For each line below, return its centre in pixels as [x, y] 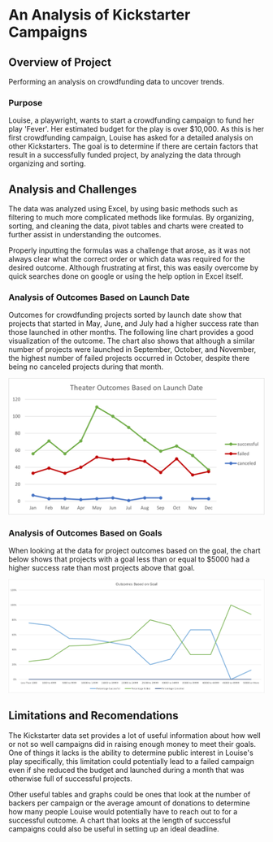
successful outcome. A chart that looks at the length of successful [119, 820]
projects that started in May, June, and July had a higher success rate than [134, 323]
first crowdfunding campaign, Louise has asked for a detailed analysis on [131, 138]
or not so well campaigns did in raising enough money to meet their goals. [132, 744]
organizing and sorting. [48, 163]
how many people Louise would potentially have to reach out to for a [123, 811]
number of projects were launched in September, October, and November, [132, 349]
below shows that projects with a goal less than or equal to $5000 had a [129, 559]
